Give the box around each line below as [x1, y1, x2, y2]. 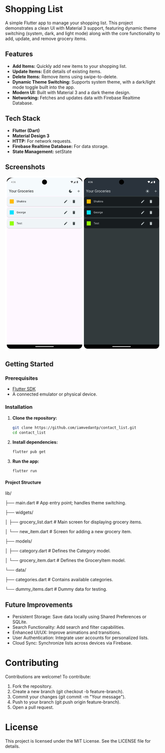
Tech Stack [5, 114, 41, 123]
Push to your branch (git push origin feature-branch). [12, 699, 121, 705]
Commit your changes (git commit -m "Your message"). [12, 694, 126, 700]
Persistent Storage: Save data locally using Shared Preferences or [12, 614, 147, 620]
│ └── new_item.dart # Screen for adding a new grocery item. [5, 529, 132, 535]
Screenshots [5, 162, 45, 171]
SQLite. [12, 619, 28, 625]
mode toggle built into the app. [12, 84, 75, 90]
